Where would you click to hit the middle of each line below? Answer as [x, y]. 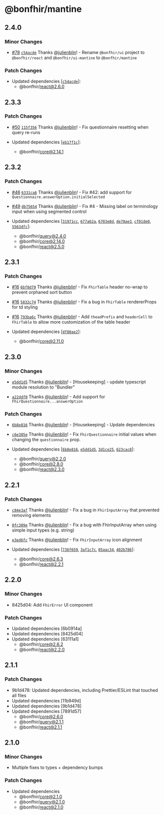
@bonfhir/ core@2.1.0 [41, 796]
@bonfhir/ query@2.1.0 [42, 802]
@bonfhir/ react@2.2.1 [41, 564]
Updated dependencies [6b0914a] [47, 628]
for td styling [25, 307]
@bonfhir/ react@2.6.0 [42, 87]
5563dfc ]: [21, 226]
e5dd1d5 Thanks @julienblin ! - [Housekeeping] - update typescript [79, 382]
